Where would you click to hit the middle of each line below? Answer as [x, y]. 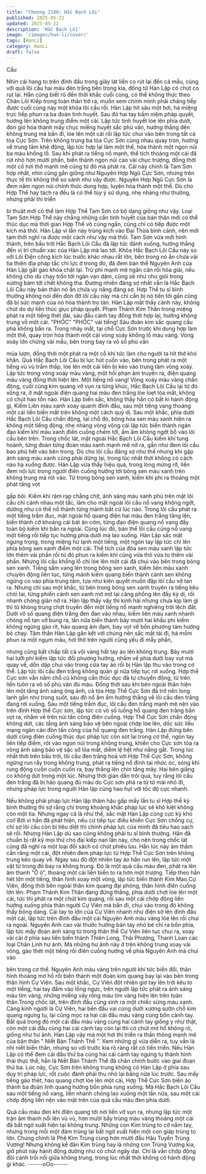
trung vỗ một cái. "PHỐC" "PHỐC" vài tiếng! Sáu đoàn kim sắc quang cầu [100, 322]
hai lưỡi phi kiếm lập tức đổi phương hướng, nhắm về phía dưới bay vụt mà [100, 658]
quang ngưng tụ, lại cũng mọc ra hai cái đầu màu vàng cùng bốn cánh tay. [101, 1015]
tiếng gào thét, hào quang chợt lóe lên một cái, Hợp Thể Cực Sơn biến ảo [99, 1080]
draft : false [23, 52]
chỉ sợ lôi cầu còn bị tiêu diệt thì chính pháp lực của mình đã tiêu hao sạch [100, 827]
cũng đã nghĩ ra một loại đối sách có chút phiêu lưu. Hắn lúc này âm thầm [100, 846]
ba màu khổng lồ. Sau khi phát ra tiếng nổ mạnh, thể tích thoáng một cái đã [101, 153]
